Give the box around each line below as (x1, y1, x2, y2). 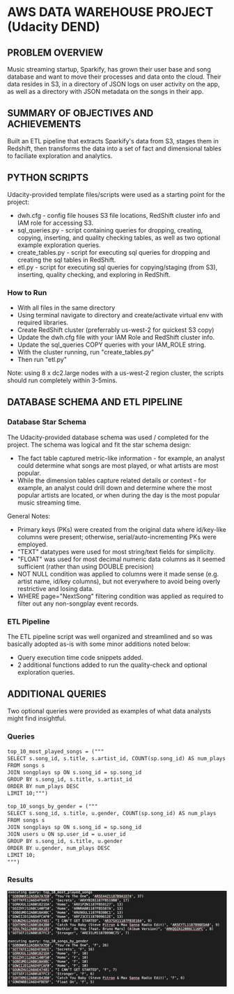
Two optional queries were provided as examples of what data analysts (7, 707, 211, 715)
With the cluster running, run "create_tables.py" (17, 347, 155, 356)
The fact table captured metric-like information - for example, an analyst (17, 454, 225, 462)
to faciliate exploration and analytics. (7, 151, 113, 160)
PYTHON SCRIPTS (7, 172, 89, 184)
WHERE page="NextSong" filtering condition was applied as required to (17, 592, 224, 600)
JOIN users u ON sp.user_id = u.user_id (7, 831, 127, 838)
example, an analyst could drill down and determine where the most (17, 483, 212, 491)
